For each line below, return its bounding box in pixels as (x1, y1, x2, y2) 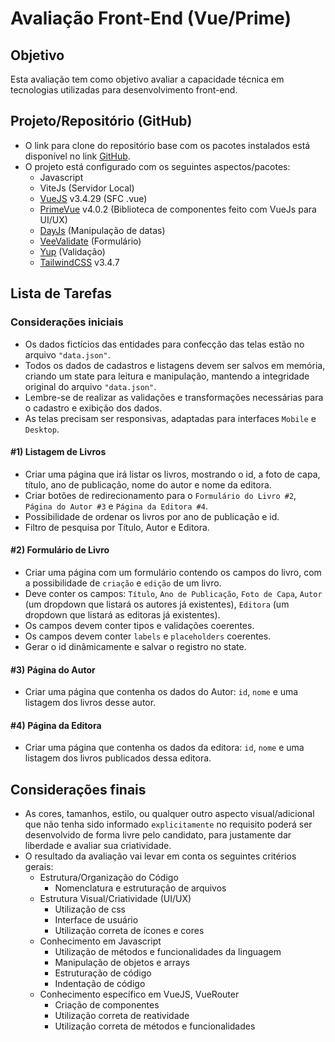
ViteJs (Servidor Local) (39, 182, 135, 194)
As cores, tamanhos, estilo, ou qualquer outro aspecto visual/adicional (24, 808, 315, 820)
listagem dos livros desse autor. (24, 697, 157, 709)
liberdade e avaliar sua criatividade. (24, 840, 172, 852)
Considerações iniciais (10, 315, 124, 329)
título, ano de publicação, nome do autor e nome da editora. (24, 478, 272, 491)
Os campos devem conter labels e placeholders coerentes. (24, 630, 272, 642)
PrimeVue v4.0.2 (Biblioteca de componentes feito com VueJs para (39, 203, 317, 215)
